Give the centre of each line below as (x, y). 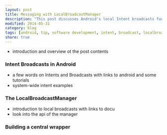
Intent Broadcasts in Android (41, 64)
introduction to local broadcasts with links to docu (64, 109)
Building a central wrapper (38, 127)
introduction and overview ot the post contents (60, 51)
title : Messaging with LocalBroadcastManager (53, 14)
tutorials (21, 80)
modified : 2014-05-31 (28, 23)
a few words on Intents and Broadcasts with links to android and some (84, 75)
